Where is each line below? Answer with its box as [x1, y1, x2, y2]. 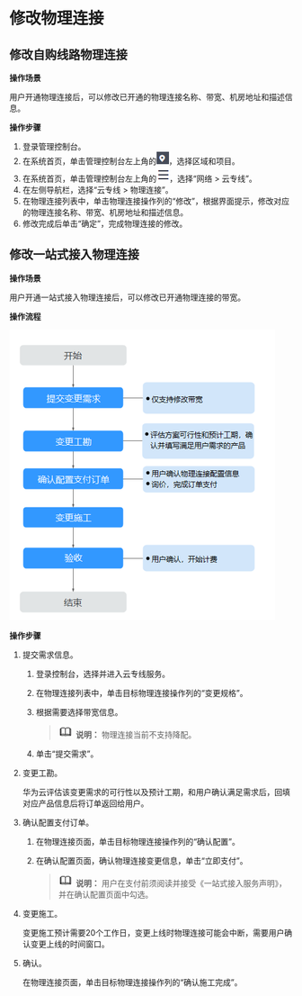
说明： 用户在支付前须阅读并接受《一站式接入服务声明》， [75, 877, 288, 888]
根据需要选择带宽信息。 [35, 706, 123, 717]
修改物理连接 [9, 8, 105, 29]
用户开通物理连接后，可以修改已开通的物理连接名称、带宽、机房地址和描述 [9, 92, 285, 102]
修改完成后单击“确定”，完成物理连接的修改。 [22, 218, 188, 229]
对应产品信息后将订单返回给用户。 [22, 798, 149, 809]
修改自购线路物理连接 [9, 47, 128, 62]
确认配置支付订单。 [22, 817, 94, 828]
